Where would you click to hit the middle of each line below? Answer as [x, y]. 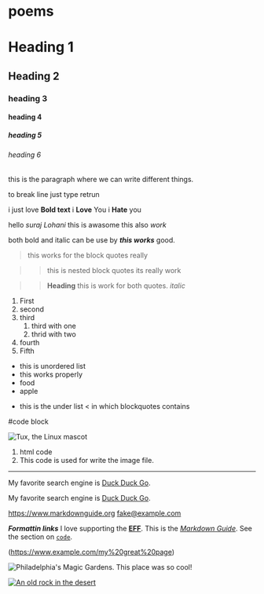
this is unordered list [53, 366]
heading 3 [28, 98]
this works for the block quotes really [87, 255]
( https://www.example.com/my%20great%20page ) [92, 552]
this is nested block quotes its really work [114, 270]
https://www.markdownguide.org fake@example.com [95, 513]
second [32, 309]
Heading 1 [41, 47]
